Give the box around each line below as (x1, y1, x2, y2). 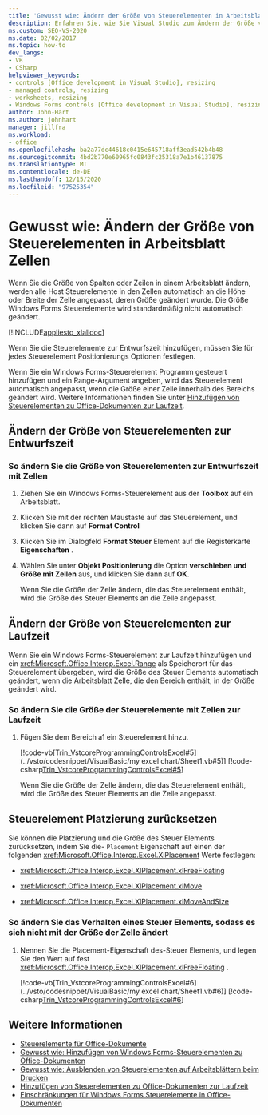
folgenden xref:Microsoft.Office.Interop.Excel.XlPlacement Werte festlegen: (8, 850, 256, 860)
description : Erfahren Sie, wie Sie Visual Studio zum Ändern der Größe (8, 19, 255, 27)
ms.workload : (8, 130, 52, 138)
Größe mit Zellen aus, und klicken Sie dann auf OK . (19, 569, 190, 579)
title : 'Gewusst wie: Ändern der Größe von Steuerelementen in (8, 11, 223, 20)
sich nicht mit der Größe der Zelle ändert (8, 927, 169, 938)
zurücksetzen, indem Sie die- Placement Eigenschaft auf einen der (8, 842, 226, 852)
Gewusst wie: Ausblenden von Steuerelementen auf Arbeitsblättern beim (19, 1065, 259, 1074)
